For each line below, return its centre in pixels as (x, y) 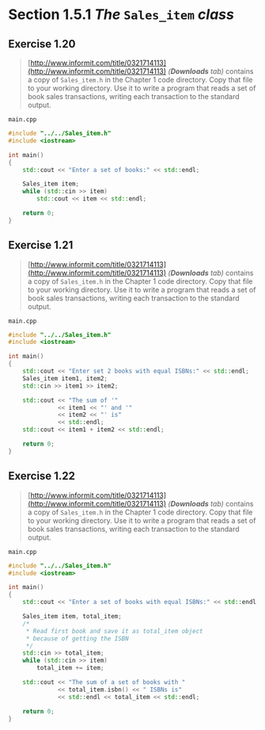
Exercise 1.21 (41, 245)
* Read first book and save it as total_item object (114, 631)
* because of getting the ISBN (77, 638)
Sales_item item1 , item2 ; (65, 378)
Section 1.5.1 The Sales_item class (121, 15)
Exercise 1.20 (42, 44)
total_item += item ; (70, 668)
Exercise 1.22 (42, 476)
